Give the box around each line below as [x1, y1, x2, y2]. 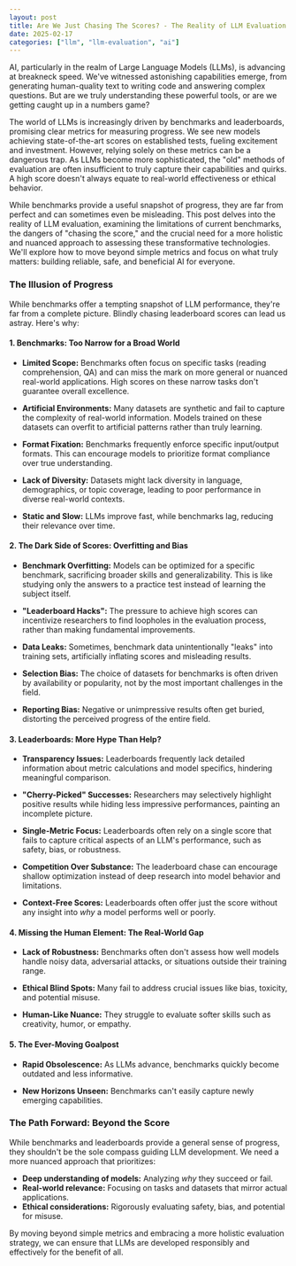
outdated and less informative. [21, 1068, 133, 1079]
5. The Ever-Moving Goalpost [9, 1038, 119, 1050]
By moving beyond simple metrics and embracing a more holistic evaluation [9, 1228, 285, 1239]
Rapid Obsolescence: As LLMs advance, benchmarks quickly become [21, 1059, 280, 1069]
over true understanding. [21, 457, 113, 468]
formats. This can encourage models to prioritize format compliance [21, 448, 271, 459]
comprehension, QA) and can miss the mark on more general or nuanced [21, 367, 288, 377]
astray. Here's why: [9, 317, 80, 328]
